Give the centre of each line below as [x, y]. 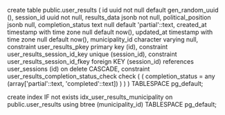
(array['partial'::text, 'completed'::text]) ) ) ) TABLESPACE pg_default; [105, 83]
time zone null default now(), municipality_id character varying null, [103, 39]
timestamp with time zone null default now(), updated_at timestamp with [110, 32]
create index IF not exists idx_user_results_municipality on [90, 97]
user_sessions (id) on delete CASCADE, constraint [79, 69]
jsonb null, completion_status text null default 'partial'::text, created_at [107, 25]
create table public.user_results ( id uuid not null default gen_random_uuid [113, 10]
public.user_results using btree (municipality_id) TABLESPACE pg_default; [112, 104]
